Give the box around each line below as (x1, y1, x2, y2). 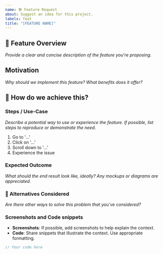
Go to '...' (12, 134, 30, 140)
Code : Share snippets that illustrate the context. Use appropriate (12, 230, 143, 236)
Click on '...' (12, 139, 36, 145)
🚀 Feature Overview (5, 39, 67, 47)
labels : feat (5, 16, 32, 21)
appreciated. (5, 178, 31, 184)
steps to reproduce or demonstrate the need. (5, 125, 96, 130)
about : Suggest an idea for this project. (5, 12, 93, 17)
